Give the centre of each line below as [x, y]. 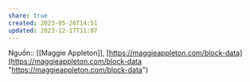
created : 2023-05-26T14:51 [53, 23]
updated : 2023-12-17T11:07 [53, 30]
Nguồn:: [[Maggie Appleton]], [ [59, 53]
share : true [28, 16]
